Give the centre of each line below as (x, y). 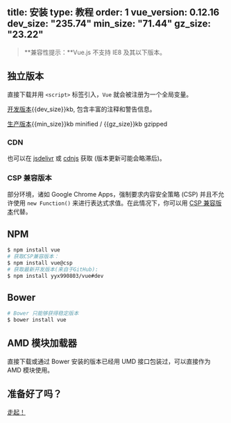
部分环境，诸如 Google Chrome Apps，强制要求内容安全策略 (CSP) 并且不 (113, 194)
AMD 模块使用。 (31, 370)
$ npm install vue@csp (40, 263)
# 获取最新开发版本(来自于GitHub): (53, 269)
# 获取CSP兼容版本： (33, 256)
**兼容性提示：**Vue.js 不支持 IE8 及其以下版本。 (95, 52)
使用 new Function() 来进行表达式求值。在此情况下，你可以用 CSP (108, 203)
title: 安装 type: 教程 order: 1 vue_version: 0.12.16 (113, 13)
